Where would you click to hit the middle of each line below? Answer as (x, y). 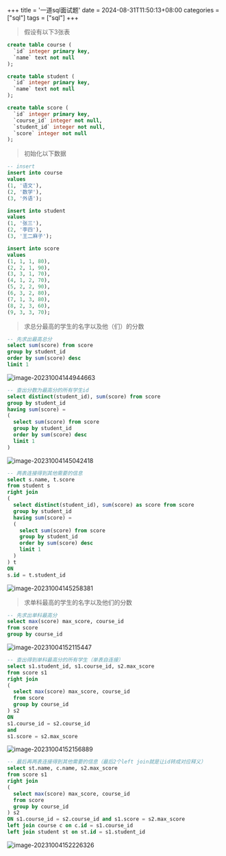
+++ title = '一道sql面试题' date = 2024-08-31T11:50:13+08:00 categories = (113, 10)
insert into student (37, 211)
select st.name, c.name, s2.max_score (62, 768)
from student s (29, 486)
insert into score (33, 249)
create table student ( (41, 76)
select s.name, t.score (41, 479)
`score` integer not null (50, 133)
